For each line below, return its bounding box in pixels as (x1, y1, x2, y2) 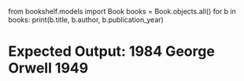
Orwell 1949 (8, 59, 89, 77)
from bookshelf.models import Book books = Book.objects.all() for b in (8, 7, 236, 16)
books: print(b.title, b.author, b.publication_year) (8, 15, 164, 24)
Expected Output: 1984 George (8, 42, 215, 61)
